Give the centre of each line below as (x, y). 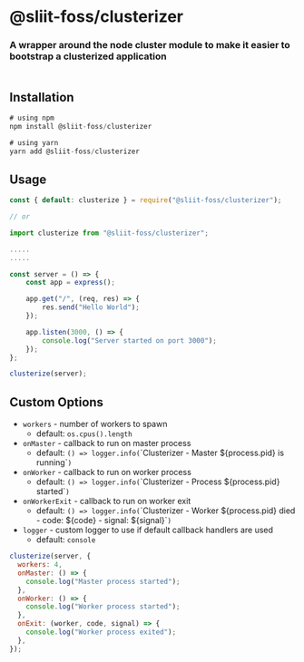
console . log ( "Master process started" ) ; (103, 581)
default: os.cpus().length (84, 433)
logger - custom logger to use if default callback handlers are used (148, 530)
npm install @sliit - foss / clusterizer (81, 126)
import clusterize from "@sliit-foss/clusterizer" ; (109, 233)
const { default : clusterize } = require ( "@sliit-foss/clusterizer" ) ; (146, 200)
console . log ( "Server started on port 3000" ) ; (130, 341)
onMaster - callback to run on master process (107, 443)
